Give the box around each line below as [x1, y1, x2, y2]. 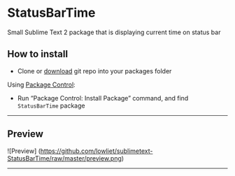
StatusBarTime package [17, 101, 85, 110]
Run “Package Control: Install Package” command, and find [17, 94, 189, 102]
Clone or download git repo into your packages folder [17, 66, 172, 75]
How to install [7, 48, 69, 60]
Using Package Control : [7, 80, 76, 89]
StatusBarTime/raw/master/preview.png [7, 154, 122, 162]
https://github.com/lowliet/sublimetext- [40, 147, 153, 155]
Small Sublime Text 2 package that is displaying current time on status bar [7, 28, 221, 36]
